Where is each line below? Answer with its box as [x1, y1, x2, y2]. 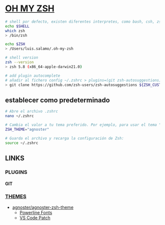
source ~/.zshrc [5, 141, 38, 145]
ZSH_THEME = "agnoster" [5, 127, 50, 132]
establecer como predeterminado [5, 96, 110, 104]
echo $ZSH [5, 42, 26, 47]
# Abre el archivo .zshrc [5, 109, 58, 114]
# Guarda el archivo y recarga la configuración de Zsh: [5, 136, 124, 141]
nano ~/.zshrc [5, 113, 34, 118]
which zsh [5, 28, 26, 33]
